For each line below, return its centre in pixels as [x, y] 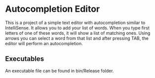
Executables [25, 59]
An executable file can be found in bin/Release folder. [59, 71]
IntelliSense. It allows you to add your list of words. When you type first [77, 27]
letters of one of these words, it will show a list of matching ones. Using [78, 33]
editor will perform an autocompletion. [44, 43]
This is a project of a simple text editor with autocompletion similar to [75, 23]
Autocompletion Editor [53, 9]
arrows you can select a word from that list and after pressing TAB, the [77, 38]
